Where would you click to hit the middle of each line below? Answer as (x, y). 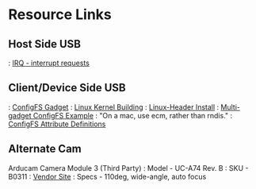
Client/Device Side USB (67, 88)
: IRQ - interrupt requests (49, 63)
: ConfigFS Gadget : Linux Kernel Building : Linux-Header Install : (114, 107)
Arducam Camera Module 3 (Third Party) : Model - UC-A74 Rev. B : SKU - (128, 168)
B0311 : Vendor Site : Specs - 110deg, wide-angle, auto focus (107, 176)
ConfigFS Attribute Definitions (57, 124)
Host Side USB (45, 44)
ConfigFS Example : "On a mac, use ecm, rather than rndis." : (133, 115)
